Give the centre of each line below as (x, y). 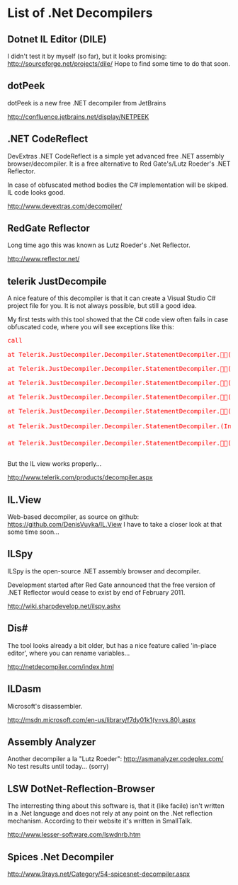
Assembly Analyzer (52, 742)
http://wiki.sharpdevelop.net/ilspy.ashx (64, 606)
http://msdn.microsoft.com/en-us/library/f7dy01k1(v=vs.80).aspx (102, 719)
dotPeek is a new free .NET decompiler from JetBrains (87, 103)
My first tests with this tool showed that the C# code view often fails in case (118, 319)
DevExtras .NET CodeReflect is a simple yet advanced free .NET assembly (116, 156)
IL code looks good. (36, 192)
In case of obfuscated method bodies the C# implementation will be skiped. (118, 185)
